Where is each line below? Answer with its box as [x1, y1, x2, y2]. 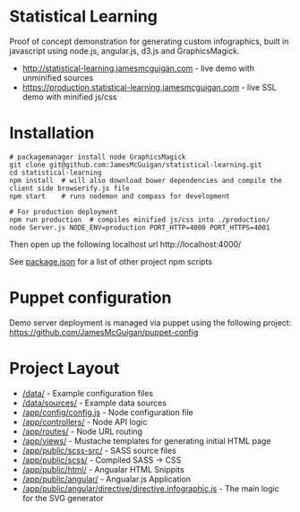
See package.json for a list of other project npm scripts [9, 256, 213, 266]
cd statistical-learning [9, 168, 102, 177]
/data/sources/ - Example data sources [21, 397, 167, 408]
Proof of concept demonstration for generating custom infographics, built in [9, 36, 289, 47]
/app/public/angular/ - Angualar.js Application [21, 473, 191, 484]
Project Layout [9, 359, 120, 378]
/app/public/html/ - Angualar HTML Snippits [21, 464, 185, 474]
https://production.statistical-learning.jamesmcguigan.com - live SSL [21, 82, 278, 92]
